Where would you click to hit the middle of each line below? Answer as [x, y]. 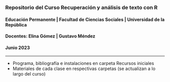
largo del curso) [29, 74]
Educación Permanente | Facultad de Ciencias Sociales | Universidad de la [85, 19]
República [16, 24]
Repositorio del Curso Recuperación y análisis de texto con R [81, 7]
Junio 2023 [18, 47]
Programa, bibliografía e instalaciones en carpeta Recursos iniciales [83, 63]
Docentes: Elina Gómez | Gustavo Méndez [50, 36]
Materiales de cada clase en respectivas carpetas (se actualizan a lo [84, 68]
